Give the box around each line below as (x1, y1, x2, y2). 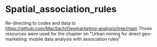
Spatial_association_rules (5, 3, 117, 15)
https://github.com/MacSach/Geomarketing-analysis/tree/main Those (5, 25, 152, 31)
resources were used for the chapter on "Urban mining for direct (5, 30, 141, 36)
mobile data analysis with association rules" (29, 36, 121, 42)
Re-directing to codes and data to (5, 20, 76, 26)
